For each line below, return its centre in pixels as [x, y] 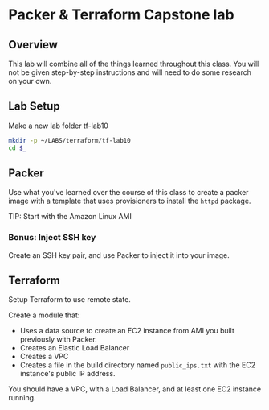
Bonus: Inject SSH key [52, 238]
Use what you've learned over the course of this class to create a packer [128, 193]
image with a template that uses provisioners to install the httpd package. [130, 201]
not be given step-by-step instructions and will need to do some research [130, 72]
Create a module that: [44, 315]
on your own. [30, 81]
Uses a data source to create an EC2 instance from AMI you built [127, 331]
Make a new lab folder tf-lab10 [58, 126]
